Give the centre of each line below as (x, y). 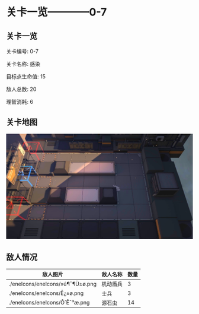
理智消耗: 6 (20, 102)
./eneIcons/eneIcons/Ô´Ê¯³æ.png (49, 303)
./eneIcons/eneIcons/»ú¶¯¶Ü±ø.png (52, 284)
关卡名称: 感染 (23, 64)
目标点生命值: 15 (26, 77)
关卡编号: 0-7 (22, 51)
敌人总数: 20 (21, 89)
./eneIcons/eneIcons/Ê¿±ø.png (46, 293)
